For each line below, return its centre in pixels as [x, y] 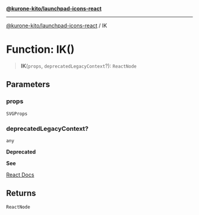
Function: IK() [41, 49]
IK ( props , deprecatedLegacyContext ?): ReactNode [79, 66]
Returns [21, 193]
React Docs [20, 175]
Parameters [28, 84]
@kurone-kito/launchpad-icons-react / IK [57, 25]
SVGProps [17, 114]
